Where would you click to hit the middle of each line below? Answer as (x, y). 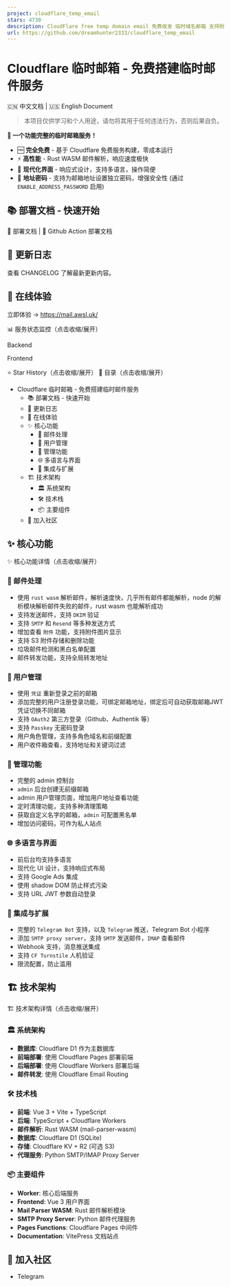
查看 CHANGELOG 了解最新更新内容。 (61, 273)
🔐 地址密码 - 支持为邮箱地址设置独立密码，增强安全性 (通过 (100, 178)
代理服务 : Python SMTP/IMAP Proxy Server (78, 1155)
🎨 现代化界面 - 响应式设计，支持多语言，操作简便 (86, 170)
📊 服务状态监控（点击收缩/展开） (54, 329)
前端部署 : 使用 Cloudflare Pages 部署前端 (75, 1057)
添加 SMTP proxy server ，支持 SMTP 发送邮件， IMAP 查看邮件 (101, 938)
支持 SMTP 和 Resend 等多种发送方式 (66, 623)
